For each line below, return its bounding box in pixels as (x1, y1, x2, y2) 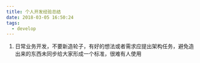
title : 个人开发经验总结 (6, 8, 61, 15)
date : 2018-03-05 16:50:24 (6, 14, 74, 20)
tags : (6, 20, 20, 26)
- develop (11, 25, 36, 32)
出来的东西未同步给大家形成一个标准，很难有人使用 (14, 50, 142, 58)
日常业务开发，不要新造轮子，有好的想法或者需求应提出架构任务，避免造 (14, 43, 194, 50)
